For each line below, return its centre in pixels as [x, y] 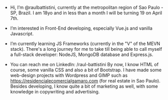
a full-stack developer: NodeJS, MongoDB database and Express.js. [81, 54]
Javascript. [22, 34]
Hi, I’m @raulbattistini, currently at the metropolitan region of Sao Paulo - [87, 7]
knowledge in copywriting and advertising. [55, 92]
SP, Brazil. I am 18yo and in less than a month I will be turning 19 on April [86, 13]
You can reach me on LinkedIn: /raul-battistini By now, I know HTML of [84, 64]
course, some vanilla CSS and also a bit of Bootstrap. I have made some [86, 70]
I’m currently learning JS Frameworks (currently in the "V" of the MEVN [85, 44]
